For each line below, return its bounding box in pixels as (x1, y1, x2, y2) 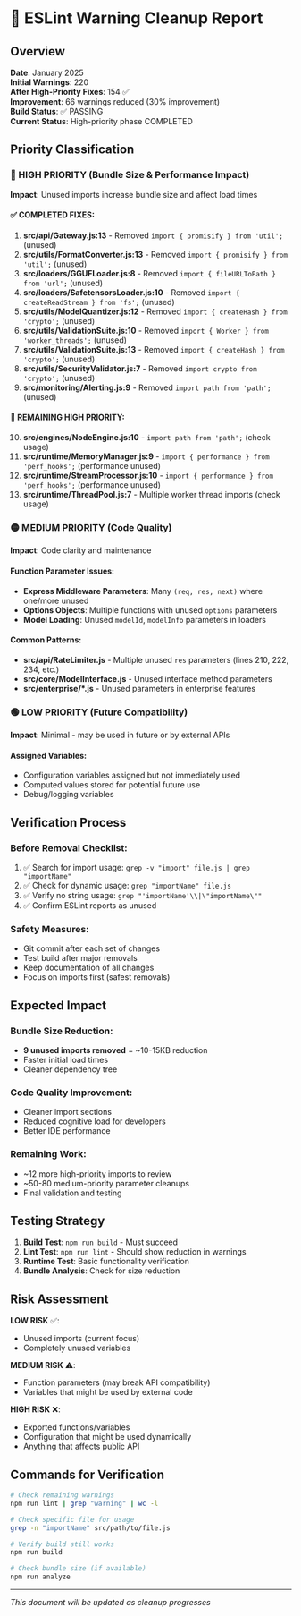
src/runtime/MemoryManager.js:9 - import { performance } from (22, 451, 271, 462)
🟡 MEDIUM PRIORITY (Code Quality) (10, 522, 172, 534)
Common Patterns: (10, 634, 82, 645)
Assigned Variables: (10, 750, 88, 761)
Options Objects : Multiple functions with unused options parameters (22, 604, 278, 616)
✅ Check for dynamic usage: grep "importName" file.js (22, 880, 231, 890)
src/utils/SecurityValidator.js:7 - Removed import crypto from (22, 362, 257, 374)
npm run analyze (10, 1572, 71, 1582)
